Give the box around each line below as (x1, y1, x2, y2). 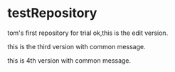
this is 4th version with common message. (7, 56, 132, 65)
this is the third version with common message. (7, 42, 146, 51)
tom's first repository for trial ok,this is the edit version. (7, 29, 169, 37)
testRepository (7, 5, 97, 21)
